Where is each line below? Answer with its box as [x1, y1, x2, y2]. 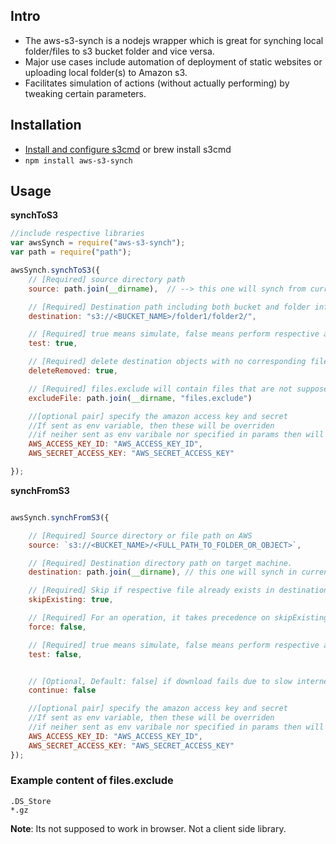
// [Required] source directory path [28, 274, 186, 284]
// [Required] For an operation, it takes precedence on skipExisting [28, 613, 329, 623]
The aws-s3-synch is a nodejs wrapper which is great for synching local [24, 34, 324, 46]
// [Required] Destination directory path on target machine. [28, 558, 293, 568]
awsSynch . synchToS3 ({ [10, 265, 101, 276]
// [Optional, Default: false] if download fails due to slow [28, 676, 293, 686]
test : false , [28, 649, 83, 659]
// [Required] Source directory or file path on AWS [28, 530, 253, 541]
